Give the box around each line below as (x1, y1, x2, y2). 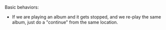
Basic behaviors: (4, 4, 39, 10)
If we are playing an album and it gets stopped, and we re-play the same (11, 14, 161, 19)
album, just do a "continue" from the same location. (11, 19, 118, 25)
